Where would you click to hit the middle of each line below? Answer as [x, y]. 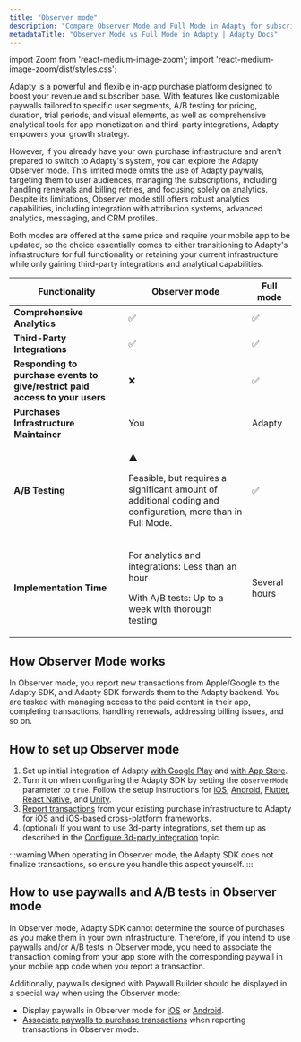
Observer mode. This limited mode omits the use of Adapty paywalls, [137, 170]
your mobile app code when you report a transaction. [107, 966]
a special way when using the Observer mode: [95, 993]
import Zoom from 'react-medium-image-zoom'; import [112, 60]
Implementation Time [60, 588]
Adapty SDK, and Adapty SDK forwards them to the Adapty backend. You [145, 693]
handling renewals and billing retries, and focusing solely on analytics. [139, 190]
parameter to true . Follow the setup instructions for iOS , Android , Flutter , [156, 790]
